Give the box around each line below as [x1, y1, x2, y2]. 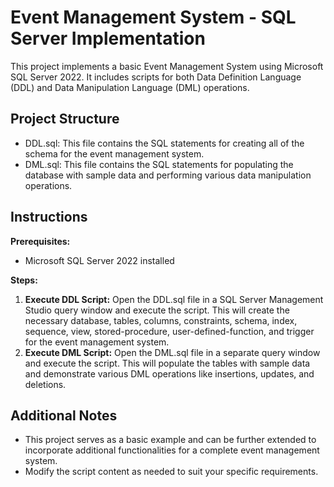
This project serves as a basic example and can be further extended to [24, 434, 317, 446]
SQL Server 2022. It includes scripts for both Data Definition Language [10, 71, 302, 83]
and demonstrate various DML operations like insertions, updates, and [24, 367, 315, 380]
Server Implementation [10, 27, 206, 50]
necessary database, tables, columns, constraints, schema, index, [24, 314, 298, 326]
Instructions [10, 209, 88, 226]
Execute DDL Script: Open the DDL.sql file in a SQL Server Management [24, 293, 324, 305]
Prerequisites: [10, 235, 71, 247]
